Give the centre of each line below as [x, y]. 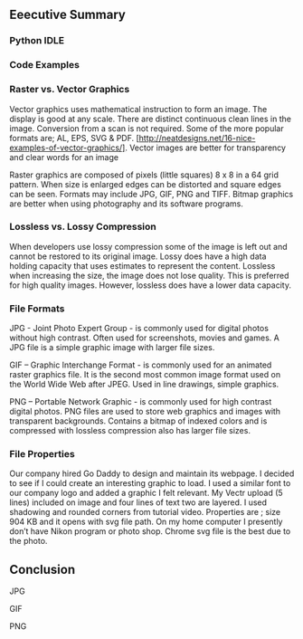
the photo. [28, 541]
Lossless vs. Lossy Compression [83, 227]
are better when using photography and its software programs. [127, 204]
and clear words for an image [64, 157]
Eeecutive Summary [68, 15]
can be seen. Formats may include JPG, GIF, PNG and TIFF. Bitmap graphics [151, 194]
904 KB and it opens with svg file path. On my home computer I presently [146, 522]
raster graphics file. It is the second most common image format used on [145, 375]
